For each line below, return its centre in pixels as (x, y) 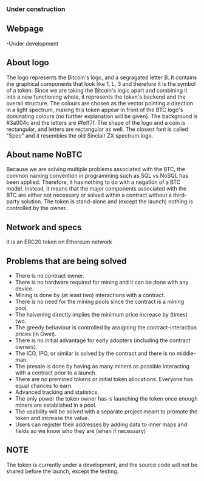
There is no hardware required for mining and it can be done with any (102, 282)
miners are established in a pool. (56, 405)
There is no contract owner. (50, 275)
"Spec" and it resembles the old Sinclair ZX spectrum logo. (80, 135)
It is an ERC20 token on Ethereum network (59, 242)
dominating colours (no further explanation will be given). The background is (102, 116)
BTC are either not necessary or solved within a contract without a (89, 195)
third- (180, 195)
